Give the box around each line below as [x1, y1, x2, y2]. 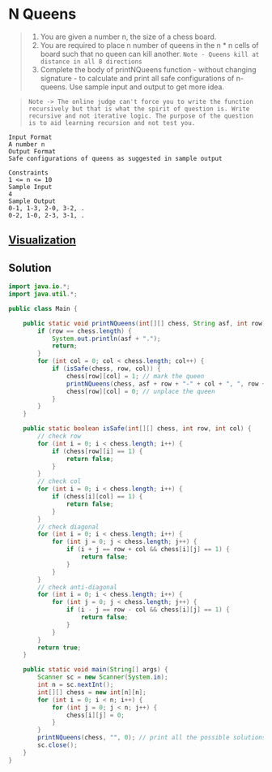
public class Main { [8, 304, 79, 313]
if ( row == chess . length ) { [37, 326, 132, 335]
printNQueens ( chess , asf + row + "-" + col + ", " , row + [66, 379, 266, 388]
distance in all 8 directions [40, 58, 143, 66]
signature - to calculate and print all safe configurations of [40, 73, 235, 83]
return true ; [37, 643, 82, 652]
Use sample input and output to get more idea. [69, 82, 225, 92]
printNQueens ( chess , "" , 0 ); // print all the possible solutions [37, 734, 266, 742]
